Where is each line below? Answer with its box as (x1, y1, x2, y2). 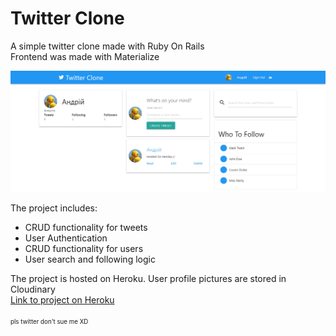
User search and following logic (24, 253, 156, 266)
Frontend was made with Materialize (10, 50, 160, 62)
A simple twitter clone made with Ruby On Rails (10, 40, 205, 52)
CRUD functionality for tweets (24, 222, 148, 234)
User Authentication (24, 232, 108, 244)
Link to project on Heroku (10, 294, 115, 306)
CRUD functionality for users (24, 243, 144, 255)
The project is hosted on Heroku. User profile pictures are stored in (10, 273, 287, 285)
